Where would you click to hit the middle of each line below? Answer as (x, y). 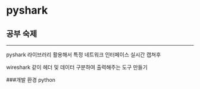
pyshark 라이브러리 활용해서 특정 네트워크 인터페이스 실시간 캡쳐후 (84, 55)
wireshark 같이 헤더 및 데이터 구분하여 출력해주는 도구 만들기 (77, 67)
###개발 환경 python (31, 80)
